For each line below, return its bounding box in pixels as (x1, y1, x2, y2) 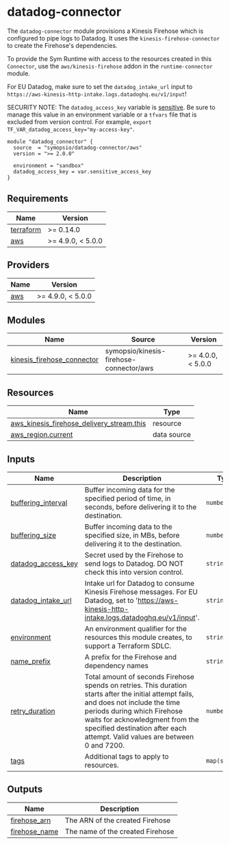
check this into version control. (84, 567, 183, 577)
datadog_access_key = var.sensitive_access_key (13, 168, 152, 175)
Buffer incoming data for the (84, 485, 175, 495)
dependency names (84, 661, 149, 670)
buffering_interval (10, 498, 68, 508)
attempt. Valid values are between (84, 732, 194, 741)
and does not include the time (84, 698, 180, 707)
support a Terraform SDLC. (84, 641, 172, 650)
